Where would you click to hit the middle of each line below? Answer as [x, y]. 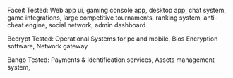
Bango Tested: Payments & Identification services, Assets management [111, 60]
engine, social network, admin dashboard [85, 25]
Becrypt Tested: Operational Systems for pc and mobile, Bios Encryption [113, 39]
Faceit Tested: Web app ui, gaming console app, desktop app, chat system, [116, 10]
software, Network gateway [48, 46]
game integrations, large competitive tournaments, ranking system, [105, 18]
